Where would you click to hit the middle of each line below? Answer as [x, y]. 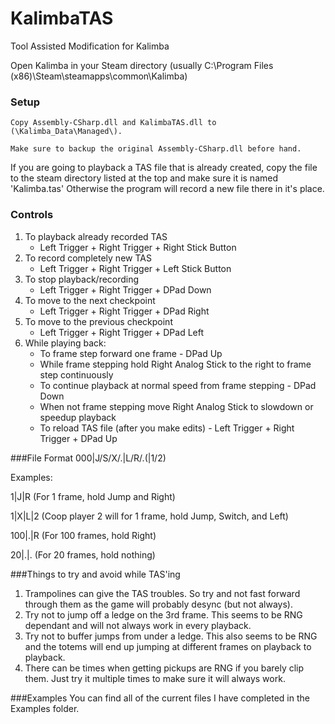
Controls [32, 215]
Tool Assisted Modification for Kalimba [90, 46]
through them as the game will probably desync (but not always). [158, 604]
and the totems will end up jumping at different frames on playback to [168, 646]
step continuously [76, 374]
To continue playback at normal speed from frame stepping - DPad [178, 385]
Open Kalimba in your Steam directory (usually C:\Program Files [142, 65]
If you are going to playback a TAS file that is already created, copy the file [164, 168]
